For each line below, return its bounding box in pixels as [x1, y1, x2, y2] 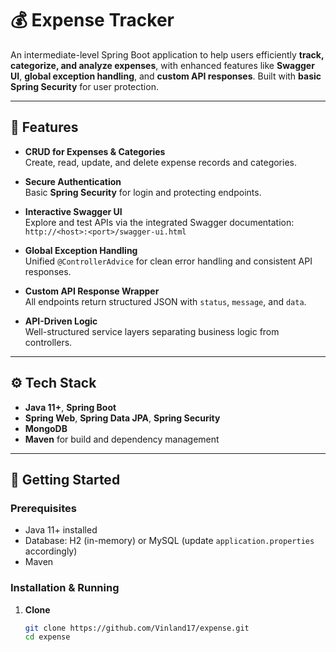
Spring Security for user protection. [10, 80, 159, 92]
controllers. [24, 336, 73, 348]
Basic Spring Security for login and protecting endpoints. [24, 186, 262, 198]
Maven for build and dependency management [24, 433, 220, 445]
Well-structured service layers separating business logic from [24, 325, 280, 337]
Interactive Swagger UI [24, 205, 123, 217]
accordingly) [24, 545, 78, 557]
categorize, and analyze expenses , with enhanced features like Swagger [10, 59, 315, 71]
